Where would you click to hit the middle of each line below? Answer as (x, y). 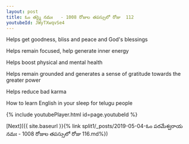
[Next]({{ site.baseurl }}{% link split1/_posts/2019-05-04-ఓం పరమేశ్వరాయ (94, 126)
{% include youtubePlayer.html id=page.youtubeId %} (72, 115)
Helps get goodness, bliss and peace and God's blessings (77, 40)
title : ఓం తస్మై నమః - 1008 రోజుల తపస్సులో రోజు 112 (70, 17)
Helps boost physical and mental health (54, 62)
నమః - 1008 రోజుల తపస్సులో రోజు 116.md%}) (57, 134)
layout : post (22, 12)
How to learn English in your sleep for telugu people (70, 103)
